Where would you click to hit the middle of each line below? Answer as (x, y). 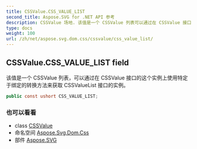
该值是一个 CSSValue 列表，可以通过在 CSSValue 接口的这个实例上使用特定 (97, 78)
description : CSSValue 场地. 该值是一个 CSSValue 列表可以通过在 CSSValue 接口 (99, 22)
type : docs (19, 28)
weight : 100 (21, 34)
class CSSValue (33, 125)
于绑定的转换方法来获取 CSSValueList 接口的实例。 (67, 85)
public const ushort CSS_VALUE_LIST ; (52, 96)
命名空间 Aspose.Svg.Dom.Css (52, 133)
